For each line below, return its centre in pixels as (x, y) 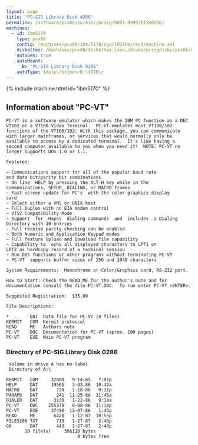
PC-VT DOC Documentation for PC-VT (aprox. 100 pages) (80, 332)
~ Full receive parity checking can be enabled (66, 229)
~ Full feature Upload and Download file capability (72, 239)
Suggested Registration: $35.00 (47, 296)
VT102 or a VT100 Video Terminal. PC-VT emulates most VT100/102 (89, 126)
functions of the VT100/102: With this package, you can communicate (93, 131)
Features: (18, 162)
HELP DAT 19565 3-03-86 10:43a (59, 385)
